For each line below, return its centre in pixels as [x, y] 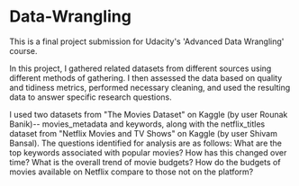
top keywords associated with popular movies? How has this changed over [148, 152]
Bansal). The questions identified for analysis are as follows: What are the [145, 143]
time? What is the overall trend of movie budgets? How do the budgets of [145, 162]
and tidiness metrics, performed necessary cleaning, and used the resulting [150, 87]
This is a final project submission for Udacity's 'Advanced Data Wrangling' [147, 41]
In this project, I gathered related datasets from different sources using [140, 68]
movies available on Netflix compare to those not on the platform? [131, 172]
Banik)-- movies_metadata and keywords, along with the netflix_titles [137, 124]
